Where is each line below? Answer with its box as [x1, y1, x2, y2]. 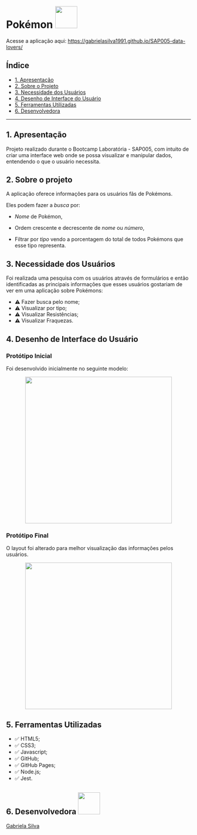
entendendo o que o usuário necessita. [6, 158, 101, 165]
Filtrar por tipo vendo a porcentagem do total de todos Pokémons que [14, 236, 184, 243]
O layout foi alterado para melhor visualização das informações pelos [6, 545, 174, 552]
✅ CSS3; [14, 742, 36, 749]
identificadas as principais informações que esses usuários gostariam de [6, 281, 183, 288]
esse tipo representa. [14, 242, 66, 249]
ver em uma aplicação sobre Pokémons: [6, 287, 103, 294]
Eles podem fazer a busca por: [6, 202, 80, 209]
